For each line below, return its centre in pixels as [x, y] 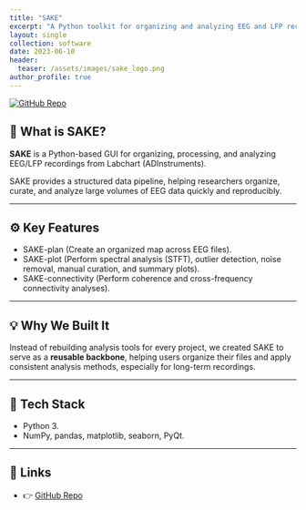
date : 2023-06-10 [42, 52]
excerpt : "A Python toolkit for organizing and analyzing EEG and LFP [146, 26]
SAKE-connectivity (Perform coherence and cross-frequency [138, 279]
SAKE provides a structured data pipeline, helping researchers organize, [145, 181]
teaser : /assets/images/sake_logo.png [92, 69]
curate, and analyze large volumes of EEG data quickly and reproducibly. [146, 190]
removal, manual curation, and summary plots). [111, 269]
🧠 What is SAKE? [58, 132]
